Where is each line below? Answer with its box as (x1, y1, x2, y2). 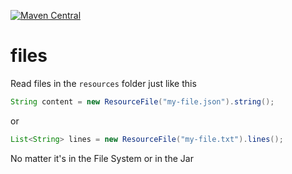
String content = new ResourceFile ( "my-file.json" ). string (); (10, 96, 275, 107)
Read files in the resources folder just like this (10, 77, 197, 89)
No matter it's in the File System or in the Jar (10, 152, 194, 164)
